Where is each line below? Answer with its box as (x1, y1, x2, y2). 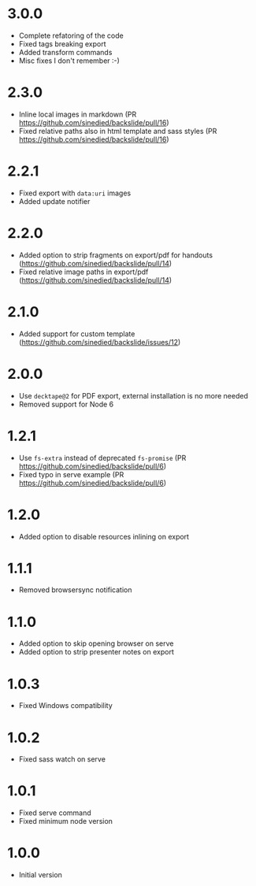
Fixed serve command (18, 808, 91, 817)
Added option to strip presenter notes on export (18, 647, 175, 657)
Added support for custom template (18, 328, 135, 339)
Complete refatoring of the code (18, 31, 124, 40)
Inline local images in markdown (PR (18, 109, 137, 119)
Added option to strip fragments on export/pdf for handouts (18, 250, 213, 260)
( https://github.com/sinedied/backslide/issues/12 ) (18, 337, 181, 347)
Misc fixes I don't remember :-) (18, 56, 120, 65)
